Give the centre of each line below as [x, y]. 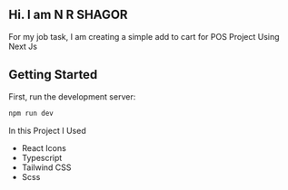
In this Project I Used [48, 130]
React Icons [44, 147]
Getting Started [53, 75]
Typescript [42, 157]
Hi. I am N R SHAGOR [68, 15]
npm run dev [31, 113]
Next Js [23, 46]
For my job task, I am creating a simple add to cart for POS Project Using [144, 36]
